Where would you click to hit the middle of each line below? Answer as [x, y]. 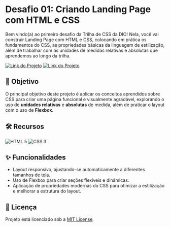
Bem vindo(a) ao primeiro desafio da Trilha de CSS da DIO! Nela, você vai [82, 34]
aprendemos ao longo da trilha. [38, 56]
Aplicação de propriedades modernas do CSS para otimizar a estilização [89, 186]
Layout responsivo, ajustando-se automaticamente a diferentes [79, 170]
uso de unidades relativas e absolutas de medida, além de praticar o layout [85, 105]
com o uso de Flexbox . [29, 110]
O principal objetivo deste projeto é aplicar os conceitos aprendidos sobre [83, 94]
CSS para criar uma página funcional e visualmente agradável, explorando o [85, 99]
